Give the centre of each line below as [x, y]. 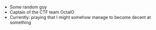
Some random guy [28, 7]
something [20, 22]
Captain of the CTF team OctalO [42, 12]
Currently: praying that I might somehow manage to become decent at [80, 17]
